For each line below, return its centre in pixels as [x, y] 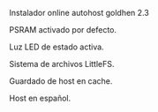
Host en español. [40, 98]
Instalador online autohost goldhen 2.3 [79, 13]
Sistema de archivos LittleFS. [62, 64]
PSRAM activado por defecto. [63, 30]
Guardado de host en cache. [61, 81]
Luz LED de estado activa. [56, 47]
